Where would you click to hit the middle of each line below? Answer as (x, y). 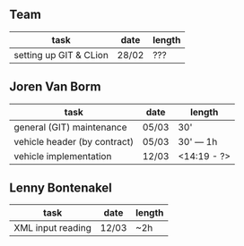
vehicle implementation (63, 156)
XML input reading (52, 228)
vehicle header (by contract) (74, 141)
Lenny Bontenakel (61, 188)
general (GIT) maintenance (70, 127)
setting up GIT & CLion (61, 55)
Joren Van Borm (55, 87)
